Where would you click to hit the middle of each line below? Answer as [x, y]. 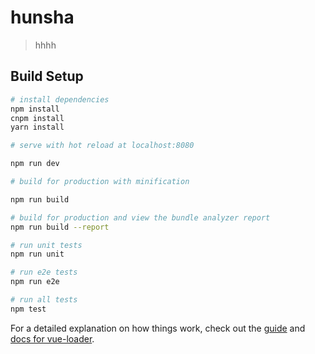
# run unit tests [46, 245]
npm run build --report [60, 227]
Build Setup [47, 76]
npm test [28, 309]
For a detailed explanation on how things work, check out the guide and [158, 328]
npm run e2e [35, 282]
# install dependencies [60, 99]
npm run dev [35, 164]
